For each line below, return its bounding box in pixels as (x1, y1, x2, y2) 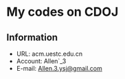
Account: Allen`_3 (16, 57, 67, 65)
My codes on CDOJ (6, 4, 119, 20)
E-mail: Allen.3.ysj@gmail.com (16, 65, 102, 72)
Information (6, 32, 58, 43)
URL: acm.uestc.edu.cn (16, 49, 83, 58)
